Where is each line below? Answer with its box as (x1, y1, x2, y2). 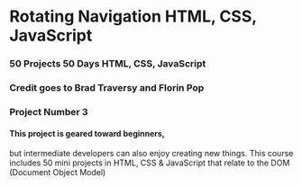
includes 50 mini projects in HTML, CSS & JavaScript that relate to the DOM (9, 157, 290, 168)
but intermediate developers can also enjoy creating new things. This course (9, 148, 294, 159)
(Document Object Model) (9, 167, 106, 178)
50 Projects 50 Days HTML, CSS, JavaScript (9, 58, 206, 70)
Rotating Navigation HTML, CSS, (9, 6, 257, 27)
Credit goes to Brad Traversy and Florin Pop (9, 82, 205, 94)
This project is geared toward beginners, (9, 128, 165, 138)
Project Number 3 (9, 105, 88, 118)
